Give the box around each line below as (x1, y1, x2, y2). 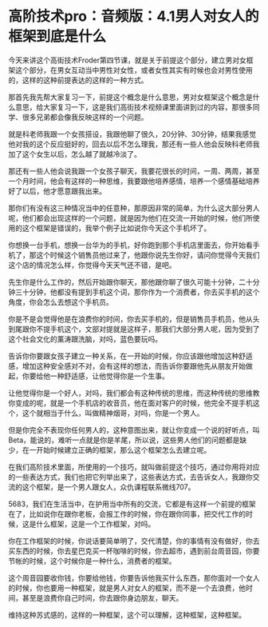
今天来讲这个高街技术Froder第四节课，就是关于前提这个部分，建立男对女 (8, 55, 247, 65)
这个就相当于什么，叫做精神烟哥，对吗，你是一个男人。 (22, 408, 204, 417)
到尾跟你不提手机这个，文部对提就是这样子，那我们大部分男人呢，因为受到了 (8, 324, 260, 333)
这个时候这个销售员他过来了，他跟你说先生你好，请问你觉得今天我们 (35, 250, 260, 260)
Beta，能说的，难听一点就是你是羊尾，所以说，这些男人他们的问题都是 (8, 435, 240, 445)
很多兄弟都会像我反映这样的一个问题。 (22, 112, 148, 122)
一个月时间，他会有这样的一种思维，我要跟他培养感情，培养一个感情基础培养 (8, 176, 260, 186)
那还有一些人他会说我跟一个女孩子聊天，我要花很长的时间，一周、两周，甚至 (8, 166, 260, 176)
